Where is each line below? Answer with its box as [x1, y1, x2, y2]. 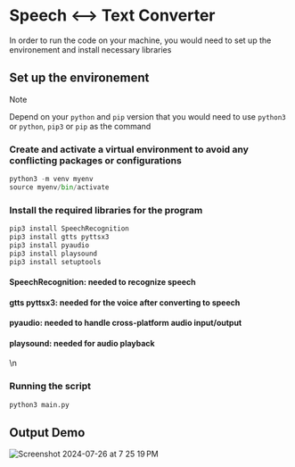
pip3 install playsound [9, 249, 98, 258]
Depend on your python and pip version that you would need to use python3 [9, 111, 287, 121]
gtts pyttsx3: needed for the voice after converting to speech [9, 296, 241, 308]
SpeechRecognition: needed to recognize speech [9, 277, 196, 288]
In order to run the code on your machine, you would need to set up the [9, 35, 272, 46]
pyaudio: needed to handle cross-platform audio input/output [9, 318, 242, 329]
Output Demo [9, 425, 86, 440]
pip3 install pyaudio [9, 240, 90, 250]
